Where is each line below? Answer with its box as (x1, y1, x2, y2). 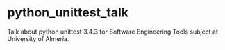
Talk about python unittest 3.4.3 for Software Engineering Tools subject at (7, 27, 219, 36)
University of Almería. (7, 34, 69, 42)
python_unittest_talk (7, 5, 128, 21)
